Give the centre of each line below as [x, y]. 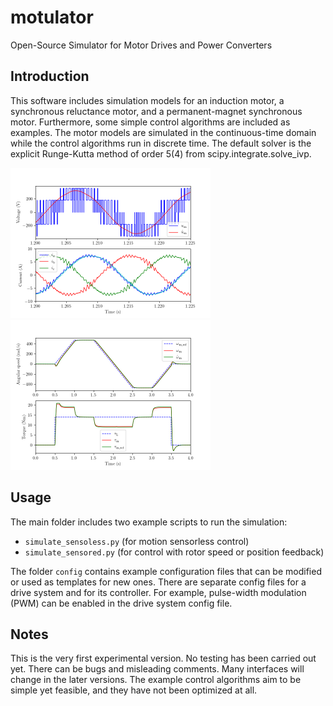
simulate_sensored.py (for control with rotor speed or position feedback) [174, 552]
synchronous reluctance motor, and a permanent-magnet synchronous [156, 111]
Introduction [50, 76]
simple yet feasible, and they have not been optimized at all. [134, 690]
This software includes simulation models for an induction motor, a [147, 100]
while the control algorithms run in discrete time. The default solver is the [161, 143]
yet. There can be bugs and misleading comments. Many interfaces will [157, 669]
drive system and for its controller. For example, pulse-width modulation [158, 592]
